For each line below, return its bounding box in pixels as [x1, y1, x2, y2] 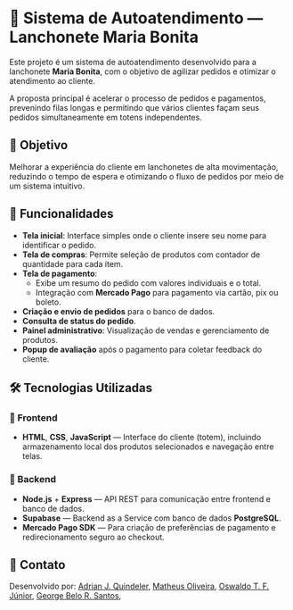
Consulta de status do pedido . [21, 315, 136, 326]
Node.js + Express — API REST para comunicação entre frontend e [21, 493, 272, 504]
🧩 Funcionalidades [9, 206, 114, 221]
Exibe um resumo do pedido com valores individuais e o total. [35, 277, 262, 288]
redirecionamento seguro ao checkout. [21, 531, 165, 542]
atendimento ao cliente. [9, 75, 96, 86]
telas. [21, 451, 43, 462]
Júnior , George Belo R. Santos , [9, 590, 122, 601]
